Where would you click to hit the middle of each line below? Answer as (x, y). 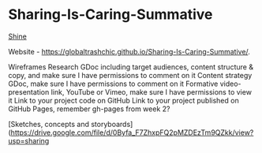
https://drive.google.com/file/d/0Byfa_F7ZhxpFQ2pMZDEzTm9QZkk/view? (132, 132)
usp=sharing (29, 140)
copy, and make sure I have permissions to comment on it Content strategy (130, 75)
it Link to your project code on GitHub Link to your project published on (124, 100)
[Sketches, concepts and (49, 124)
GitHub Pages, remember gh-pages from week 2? (89, 109)
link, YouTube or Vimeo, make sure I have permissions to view (152, 91)
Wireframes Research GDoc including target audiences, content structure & (131, 67)
